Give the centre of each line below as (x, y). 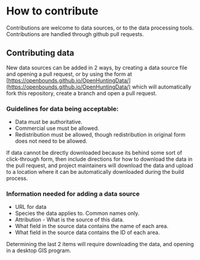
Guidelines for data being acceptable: (62, 108)
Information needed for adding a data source (73, 194)
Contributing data (40, 53)
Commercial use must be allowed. (57, 128)
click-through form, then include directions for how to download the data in (99, 159)
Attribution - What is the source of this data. (70, 220)
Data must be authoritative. (48, 122)
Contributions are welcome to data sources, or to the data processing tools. (100, 28)
